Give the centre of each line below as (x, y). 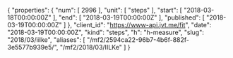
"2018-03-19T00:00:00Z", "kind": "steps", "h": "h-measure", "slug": (106, 32)
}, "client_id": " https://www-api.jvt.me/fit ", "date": (139, 25)
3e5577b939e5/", (33, 47)
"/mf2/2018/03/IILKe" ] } (95, 47)
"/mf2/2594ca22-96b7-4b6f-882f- (138, 40)
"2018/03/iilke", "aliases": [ (47, 40)
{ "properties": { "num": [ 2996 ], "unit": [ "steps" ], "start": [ (95, 10)
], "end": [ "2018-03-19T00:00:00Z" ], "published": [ (129, 17)
